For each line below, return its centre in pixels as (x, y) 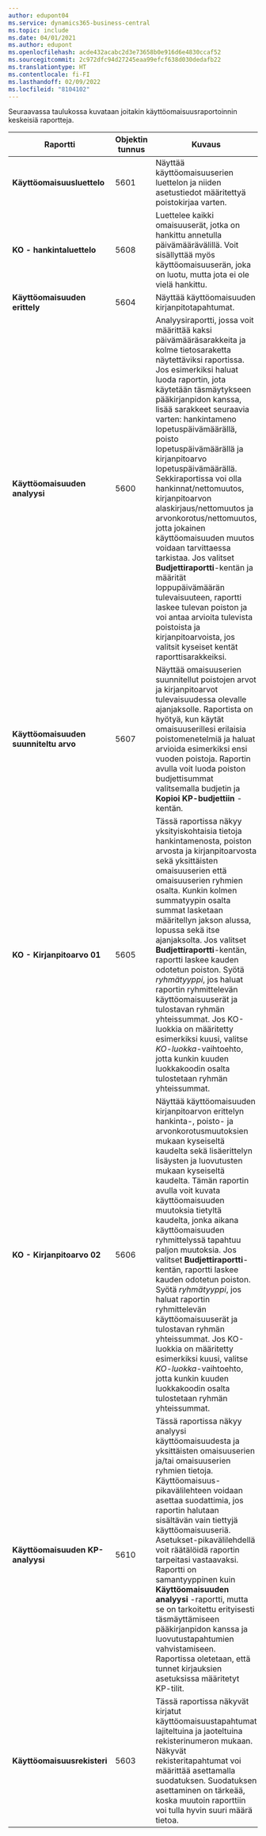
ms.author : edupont (40, 45)
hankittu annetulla (189, 235)
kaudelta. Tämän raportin (202, 1181)
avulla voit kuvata (188, 1190)
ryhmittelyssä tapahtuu (198, 1240)
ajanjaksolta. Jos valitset (201, 940)
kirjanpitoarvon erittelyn (200, 1111)
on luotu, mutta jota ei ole (202, 275)
